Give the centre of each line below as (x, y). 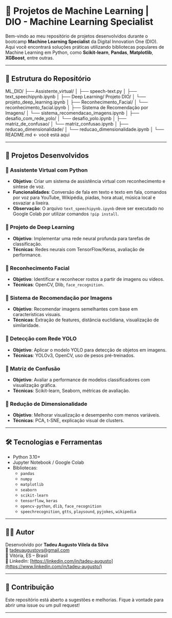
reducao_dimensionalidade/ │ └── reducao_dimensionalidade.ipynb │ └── (85, 129)
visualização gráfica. (35, 385)
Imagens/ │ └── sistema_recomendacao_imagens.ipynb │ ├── (72, 113)
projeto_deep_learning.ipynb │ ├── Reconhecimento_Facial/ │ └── (77, 102)
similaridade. (26, 325)
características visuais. (37, 315)
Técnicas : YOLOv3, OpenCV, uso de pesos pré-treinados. (74, 355)
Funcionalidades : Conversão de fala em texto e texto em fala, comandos (90, 192)
